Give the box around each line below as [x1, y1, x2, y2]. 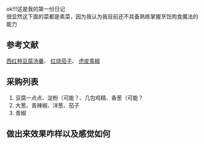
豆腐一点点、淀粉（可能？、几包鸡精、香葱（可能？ [15, 94, 144, 101]
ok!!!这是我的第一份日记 [6, 5, 66, 12]
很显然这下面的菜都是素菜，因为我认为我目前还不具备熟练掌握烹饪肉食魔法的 [6, 13, 199, 20]
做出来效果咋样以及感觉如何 [6, 129, 111, 139]
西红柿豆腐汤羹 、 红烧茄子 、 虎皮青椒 [6, 57, 100, 64]
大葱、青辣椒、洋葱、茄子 [15, 101, 80, 109]
